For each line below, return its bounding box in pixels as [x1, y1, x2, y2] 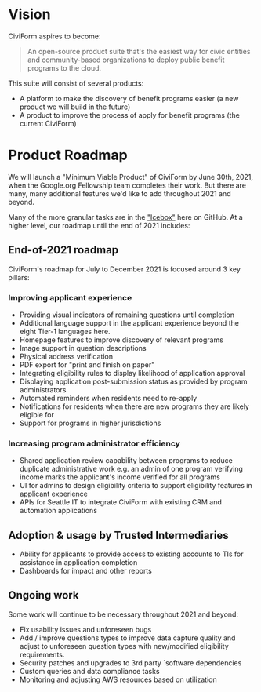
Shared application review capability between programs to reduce [19, 456, 234, 465]
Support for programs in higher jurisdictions [19, 418, 161, 428]
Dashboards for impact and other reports [19, 566, 153, 576]
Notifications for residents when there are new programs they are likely [19, 402, 249, 411]
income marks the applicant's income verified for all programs [19, 472, 221, 482]
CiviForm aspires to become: [8, 31, 101, 41]
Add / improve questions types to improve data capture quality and [19, 633, 236, 643]
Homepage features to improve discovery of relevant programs [19, 335, 223, 344]
